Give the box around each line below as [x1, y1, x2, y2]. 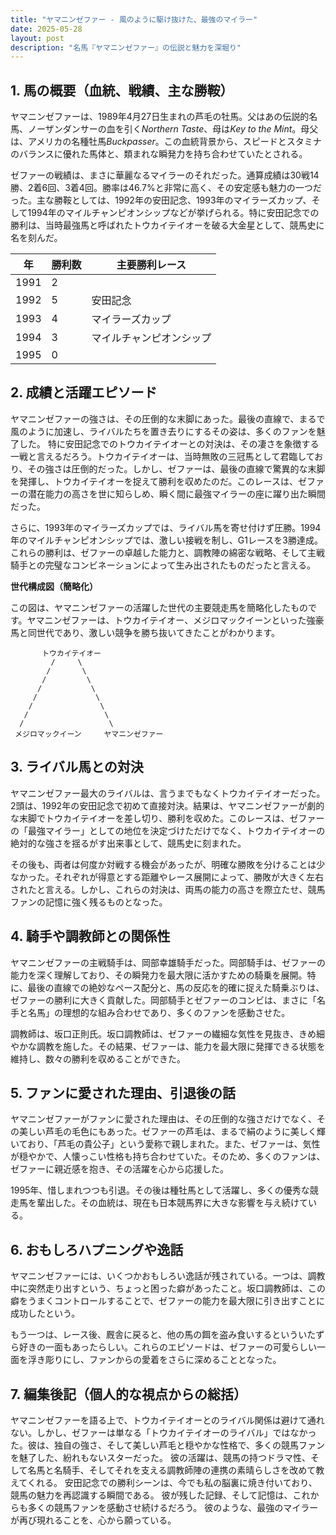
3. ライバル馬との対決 [10, 759, 144, 776]
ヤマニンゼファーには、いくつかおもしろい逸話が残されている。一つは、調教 [10, 1270, 326, 1282]
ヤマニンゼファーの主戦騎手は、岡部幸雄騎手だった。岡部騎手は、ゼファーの [10, 956, 326, 968]
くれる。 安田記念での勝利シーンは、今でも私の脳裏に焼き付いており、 [26, 1476, 318, 1488]
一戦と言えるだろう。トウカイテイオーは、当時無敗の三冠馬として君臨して [10, 450, 315, 462]
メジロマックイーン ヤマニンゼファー [14, 729, 164, 739]
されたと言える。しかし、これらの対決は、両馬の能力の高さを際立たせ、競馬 [10, 883, 326, 895]
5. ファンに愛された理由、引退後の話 [10, 1084, 236, 1101]
